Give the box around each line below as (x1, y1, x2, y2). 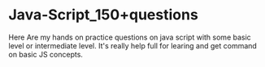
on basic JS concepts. (8, 49, 84, 59)
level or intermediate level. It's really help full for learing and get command (8, 40, 258, 50)
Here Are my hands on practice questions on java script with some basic (8, 32, 252, 42)
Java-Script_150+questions (8, 6, 199, 24)
